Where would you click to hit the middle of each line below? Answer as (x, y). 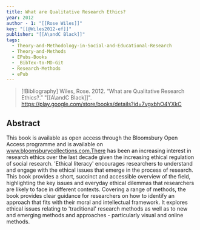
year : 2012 (20, 18)
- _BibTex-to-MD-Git (38, 63)
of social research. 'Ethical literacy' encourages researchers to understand (99, 164)
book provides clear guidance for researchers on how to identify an (90, 196)
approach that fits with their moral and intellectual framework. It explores (97, 202)
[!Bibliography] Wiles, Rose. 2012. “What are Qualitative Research (103, 91)
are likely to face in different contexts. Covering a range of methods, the (96, 189)
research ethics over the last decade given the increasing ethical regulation (100, 157)
